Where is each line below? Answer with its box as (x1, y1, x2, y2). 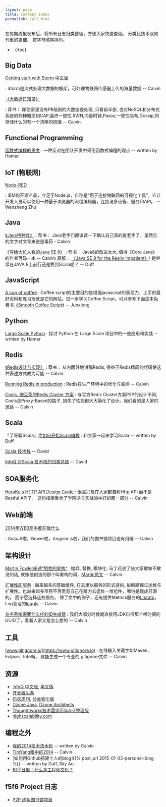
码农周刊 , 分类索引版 (12, 696, 55, 702)
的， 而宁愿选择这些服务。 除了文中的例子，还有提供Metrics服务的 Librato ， (5, 594, 159, 600)
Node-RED (5, 182, 27, 188)
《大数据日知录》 (5, 96, 40, 102)
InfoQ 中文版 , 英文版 (12, 684, 54, 690)
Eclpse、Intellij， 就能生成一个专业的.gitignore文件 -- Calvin (5, 654, 127, 660)
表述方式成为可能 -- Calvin (9, 370, 63, 377)
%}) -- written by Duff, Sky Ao (12, 760, 74, 766)
